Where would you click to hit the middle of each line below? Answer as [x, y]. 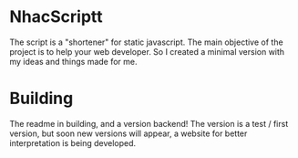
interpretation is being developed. [73, 142]
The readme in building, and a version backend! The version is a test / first [149, 123]
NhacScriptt [56, 17]
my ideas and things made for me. [74, 61]
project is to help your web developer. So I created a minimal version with [147, 51]
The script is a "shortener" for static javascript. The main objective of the [147, 42]
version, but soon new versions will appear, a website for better [128, 133]
